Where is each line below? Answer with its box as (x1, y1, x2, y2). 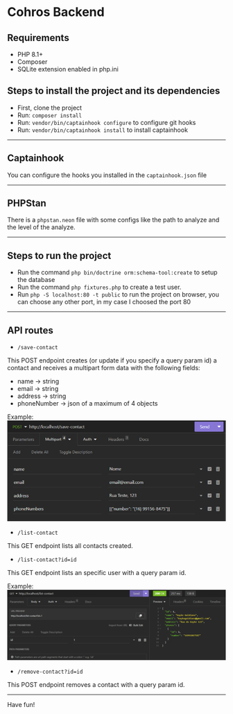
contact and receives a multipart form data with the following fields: (7, 364, 200, 372)
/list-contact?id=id (17, 556, 77, 563)
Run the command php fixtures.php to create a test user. (17, 283, 182, 292)
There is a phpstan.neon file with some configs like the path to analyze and (7, 216, 220, 224)
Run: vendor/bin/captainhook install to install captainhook (17, 126, 189, 134)
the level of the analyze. (7, 223, 76, 231)
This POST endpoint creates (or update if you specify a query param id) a (7, 356, 217, 365)
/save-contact (17, 344, 58, 351)
